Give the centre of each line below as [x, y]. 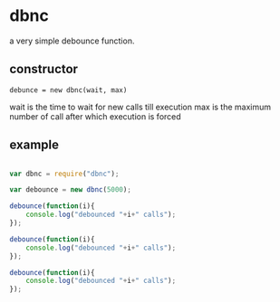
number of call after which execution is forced [95, 116]
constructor [44, 69]
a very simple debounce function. [72, 41]
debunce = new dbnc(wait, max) [68, 90]
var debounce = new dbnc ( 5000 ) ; [70, 190]
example [34, 145]
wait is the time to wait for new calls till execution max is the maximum [140, 107]
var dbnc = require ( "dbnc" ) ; [64, 174]
